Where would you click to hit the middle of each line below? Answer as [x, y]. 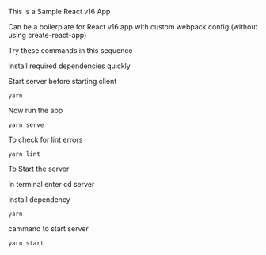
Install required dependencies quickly [69, 66]
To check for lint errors [46, 139]
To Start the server [39, 169]
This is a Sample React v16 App [59, 11]
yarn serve [26, 125]
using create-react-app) [47, 35]
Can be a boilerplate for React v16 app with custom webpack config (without [133, 27]
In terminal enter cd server [51, 184]
